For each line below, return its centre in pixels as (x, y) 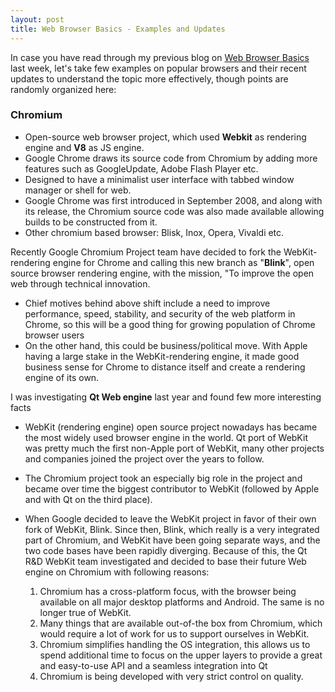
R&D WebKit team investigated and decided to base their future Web (165, 561)
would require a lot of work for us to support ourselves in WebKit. (174, 633)
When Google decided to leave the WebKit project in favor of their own (170, 518)
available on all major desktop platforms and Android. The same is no (182, 602)
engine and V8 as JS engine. (84, 147)
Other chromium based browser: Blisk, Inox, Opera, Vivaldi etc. (154, 232)
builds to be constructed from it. (91, 222)
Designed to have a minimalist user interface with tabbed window (159, 179)
